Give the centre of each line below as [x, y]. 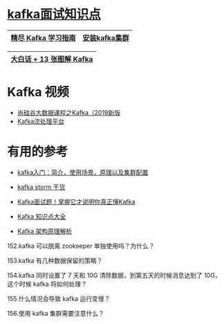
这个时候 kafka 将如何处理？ [47, 284]
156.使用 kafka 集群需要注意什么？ [56, 313]
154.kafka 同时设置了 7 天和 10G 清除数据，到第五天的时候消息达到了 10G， [114, 275]
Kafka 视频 [38, 92]
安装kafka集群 [106, 37]
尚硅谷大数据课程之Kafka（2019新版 [69, 112]
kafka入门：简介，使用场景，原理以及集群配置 [83, 172]
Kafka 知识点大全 [41, 216]
